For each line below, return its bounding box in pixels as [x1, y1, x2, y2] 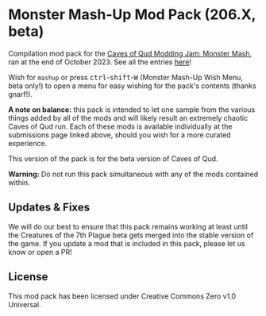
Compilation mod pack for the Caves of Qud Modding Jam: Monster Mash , [8, 48, 253, 58]
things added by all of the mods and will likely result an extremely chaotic [8, 113, 249, 122]
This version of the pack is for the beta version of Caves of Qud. [8, 153, 218, 164]
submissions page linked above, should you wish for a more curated [8, 129, 232, 140]
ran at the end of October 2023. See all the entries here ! [8, 57, 192, 67]
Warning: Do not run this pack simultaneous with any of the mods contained [8, 169, 259, 179]
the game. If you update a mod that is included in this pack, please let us [8, 238, 245, 248]
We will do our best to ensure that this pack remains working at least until [8, 222, 249, 231]
